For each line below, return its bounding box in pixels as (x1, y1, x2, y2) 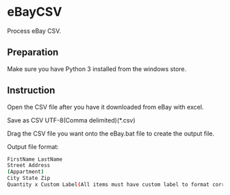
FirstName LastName (7, 155, 63, 163)
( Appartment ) (7, 168, 44, 175)
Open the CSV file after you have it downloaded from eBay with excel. (7, 103, 204, 111)
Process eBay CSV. (7, 27, 62, 35)
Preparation (7, 47, 59, 58)
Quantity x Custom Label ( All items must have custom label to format (7, 181, 210, 188)
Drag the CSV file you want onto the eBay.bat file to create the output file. (7, 129, 214, 138)
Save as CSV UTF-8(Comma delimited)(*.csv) (7, 116, 136, 124)
